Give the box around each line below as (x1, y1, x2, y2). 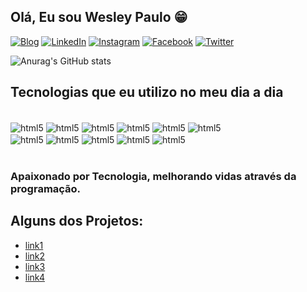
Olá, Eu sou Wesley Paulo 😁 (10, 9, 188, 26)
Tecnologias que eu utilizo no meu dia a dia (10, 84, 284, 101)
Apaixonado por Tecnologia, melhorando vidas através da (10, 169, 297, 183)
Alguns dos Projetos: (10, 213, 144, 230)
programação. (10, 181, 82, 195)
